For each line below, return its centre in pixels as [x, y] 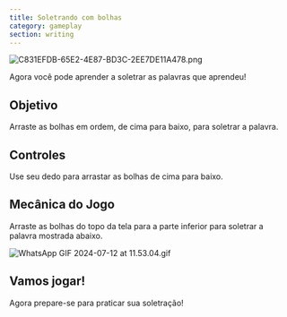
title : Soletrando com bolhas [66, 17]
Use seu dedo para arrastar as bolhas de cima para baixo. [117, 176]
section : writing [42, 34]
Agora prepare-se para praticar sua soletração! [96, 303]
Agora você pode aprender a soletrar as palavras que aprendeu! [128, 77]
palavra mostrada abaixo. [56, 236]
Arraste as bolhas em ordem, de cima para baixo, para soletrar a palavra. [144, 127]
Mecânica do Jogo [62, 205]
